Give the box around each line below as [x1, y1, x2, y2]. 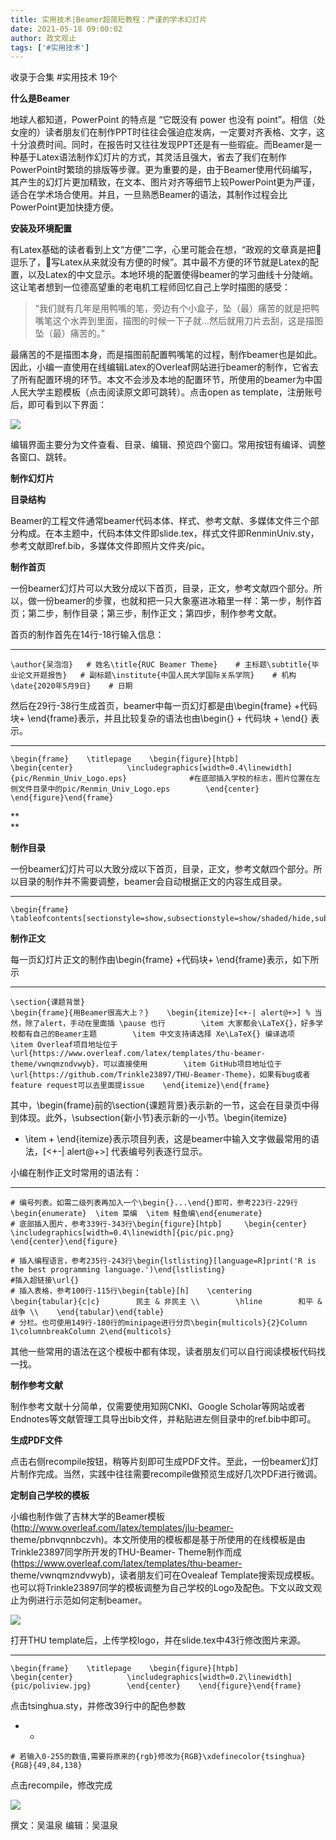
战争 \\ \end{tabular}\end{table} [10, 1307, 165, 1318]
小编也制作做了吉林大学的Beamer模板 [10, 1511, 166, 1523]
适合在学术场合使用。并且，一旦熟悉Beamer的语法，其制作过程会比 [10, 189, 288, 201]
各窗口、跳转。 [10, 451, 72, 463]
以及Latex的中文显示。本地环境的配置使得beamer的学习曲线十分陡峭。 [27, 269, 319, 281]
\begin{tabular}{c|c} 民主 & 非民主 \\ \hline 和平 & [10, 1297, 323, 1307]
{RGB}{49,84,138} [10, 1761, 83, 1771]
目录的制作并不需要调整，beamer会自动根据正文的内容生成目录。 [18, 876, 288, 888]
